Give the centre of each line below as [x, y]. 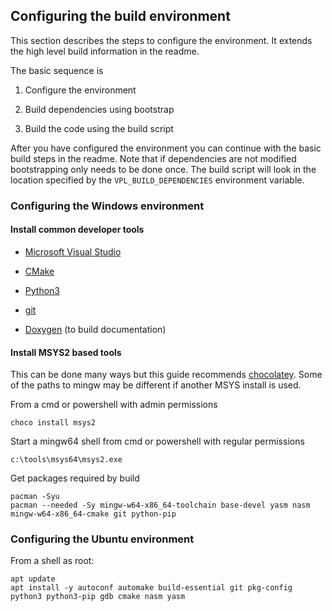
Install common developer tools [77, 230]
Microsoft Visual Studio [73, 251]
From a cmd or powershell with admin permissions [114, 405]
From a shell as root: [52, 561]
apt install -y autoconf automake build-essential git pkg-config [151, 588]
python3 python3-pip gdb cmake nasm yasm [98, 597]
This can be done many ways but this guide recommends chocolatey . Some [166, 375]
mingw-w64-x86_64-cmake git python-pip [93, 514]
